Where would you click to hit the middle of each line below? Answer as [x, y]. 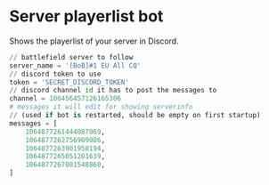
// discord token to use [55, 74]
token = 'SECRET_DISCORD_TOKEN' [69, 82]
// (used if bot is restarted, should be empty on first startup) [135, 116]
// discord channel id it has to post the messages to [113, 91]
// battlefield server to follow [71, 57]
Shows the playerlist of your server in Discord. [94, 41]
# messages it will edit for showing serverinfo [101, 107]
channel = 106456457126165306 [65, 99]
